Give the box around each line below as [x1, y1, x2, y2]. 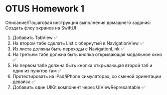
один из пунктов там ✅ [12, 67, 62, 73]
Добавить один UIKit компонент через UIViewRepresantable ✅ [12, 84, 145, 90]
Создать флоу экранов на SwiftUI [5, 24, 77, 30]
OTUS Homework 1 [5, 3, 85, 14]
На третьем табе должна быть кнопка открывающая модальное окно [12, 51, 162, 57]
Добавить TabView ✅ [12, 34, 58, 40]
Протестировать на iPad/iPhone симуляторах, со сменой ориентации [12, 73, 161, 79]
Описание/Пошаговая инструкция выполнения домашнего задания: [5, 19, 151, 25]
